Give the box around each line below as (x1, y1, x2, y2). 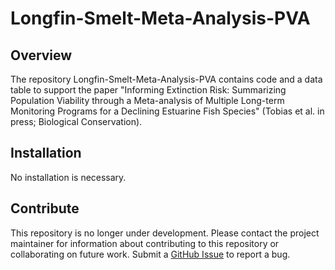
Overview (10, 47, 73, 64)
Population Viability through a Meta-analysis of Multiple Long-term (10, 95, 285, 106)
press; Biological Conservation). (10, 116, 143, 127)
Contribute (10, 200, 80, 217)
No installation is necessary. (10, 171, 127, 183)
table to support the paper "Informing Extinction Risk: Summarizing (10, 84, 287, 96)
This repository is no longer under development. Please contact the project (10, 227, 320, 239)
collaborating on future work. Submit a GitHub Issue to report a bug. (10, 248, 291, 260)
